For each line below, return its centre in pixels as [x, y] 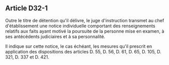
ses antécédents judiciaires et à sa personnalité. [55, 36]
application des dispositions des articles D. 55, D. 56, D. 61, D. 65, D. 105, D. [83, 51]
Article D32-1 [26, 8]
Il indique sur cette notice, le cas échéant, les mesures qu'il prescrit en [79, 46]
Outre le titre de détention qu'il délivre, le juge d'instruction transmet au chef [85, 20]
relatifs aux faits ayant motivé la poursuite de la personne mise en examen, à [85, 31]
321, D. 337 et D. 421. [27, 57]
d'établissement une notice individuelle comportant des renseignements [80, 26]
